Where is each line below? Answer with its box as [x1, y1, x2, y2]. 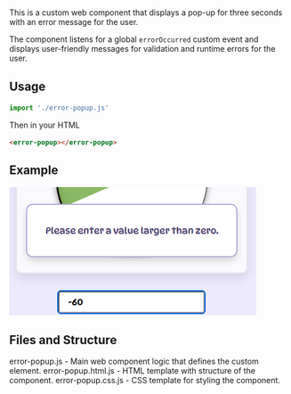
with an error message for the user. [9, 17, 139, 28]
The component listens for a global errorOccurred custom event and [9, 34, 259, 45]
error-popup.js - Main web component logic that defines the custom [9, 356, 260, 367]
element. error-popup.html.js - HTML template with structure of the [9, 365, 256, 376]
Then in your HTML [9, 119, 80, 130]
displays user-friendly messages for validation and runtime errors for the [9, 44, 276, 54]
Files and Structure [9, 332, 117, 348]
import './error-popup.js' [9, 103, 109, 112]
